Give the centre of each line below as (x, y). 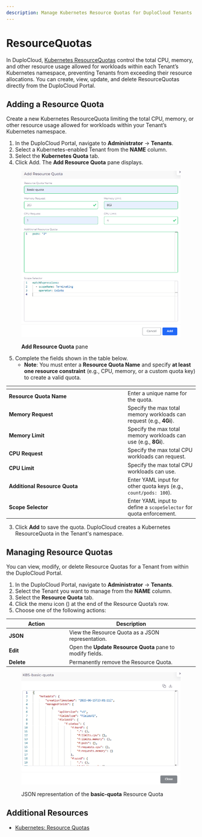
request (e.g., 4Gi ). (151, 421)
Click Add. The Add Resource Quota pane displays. (79, 162)
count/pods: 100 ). (150, 492)
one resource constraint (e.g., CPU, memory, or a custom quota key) (110, 371)
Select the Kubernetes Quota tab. (57, 156)
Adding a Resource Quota (55, 104)
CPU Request (26, 453)
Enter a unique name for (158, 393)
